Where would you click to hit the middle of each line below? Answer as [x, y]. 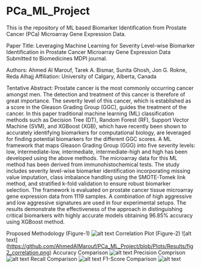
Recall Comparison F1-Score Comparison [94, 258]
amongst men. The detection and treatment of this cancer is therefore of [96, 94]
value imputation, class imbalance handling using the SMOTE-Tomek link [96, 177]
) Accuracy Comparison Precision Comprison [118, 252]
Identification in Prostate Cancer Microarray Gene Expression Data [88, 52]
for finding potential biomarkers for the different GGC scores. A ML [89, 138]
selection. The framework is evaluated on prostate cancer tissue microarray [100, 189]
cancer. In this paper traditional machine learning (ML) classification [90, 113]
